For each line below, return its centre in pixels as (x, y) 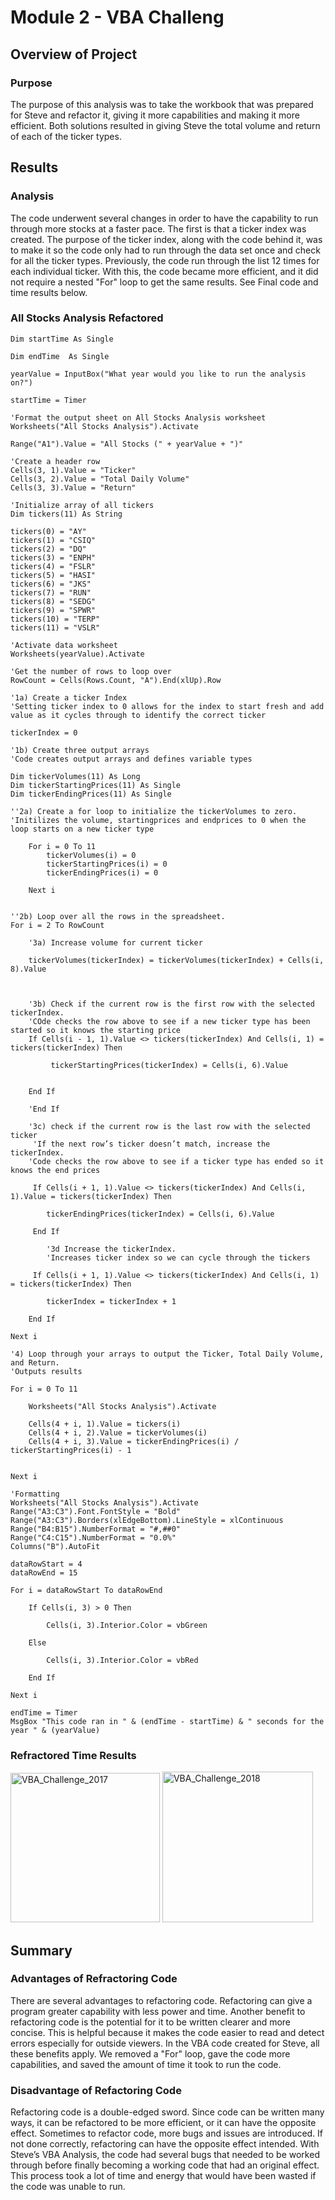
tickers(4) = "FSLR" (53, 566)
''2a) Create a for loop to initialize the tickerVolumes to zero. (154, 811)
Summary (41, 1950)
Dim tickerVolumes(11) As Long (75, 776)
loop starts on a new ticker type (82, 829)
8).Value (28, 969)
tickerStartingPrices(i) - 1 (71, 1450)
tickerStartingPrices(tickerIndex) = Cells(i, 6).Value (169, 1065)
